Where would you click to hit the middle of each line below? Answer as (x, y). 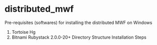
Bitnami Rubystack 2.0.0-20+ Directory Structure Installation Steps (79, 37)
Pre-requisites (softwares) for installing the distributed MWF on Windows (78, 22)
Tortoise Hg (24, 32)
